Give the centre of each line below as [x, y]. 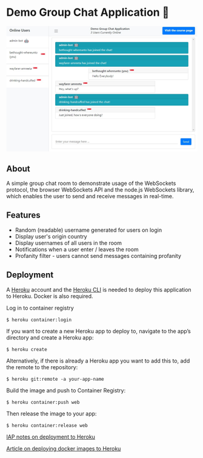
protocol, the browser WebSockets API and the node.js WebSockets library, [100, 190]
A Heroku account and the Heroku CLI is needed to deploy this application [99, 290]
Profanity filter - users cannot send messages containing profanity [98, 255]
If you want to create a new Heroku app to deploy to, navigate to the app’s [98, 331]
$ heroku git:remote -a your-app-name [55, 379]
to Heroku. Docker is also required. [50, 296]
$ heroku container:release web [47, 425]
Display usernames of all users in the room [68, 243]
